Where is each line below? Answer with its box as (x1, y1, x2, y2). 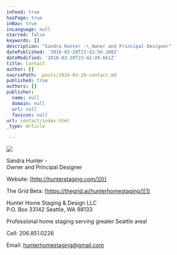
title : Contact (6, 60, 45, 66)
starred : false (6, 32, 45, 38)
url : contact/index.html (6, 117, 70, 124)
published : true (6, 77, 48, 84)
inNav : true (6, 20, 37, 26)
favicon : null (12, 112, 48, 118)
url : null (12, 106, 37, 112)
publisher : (6, 89, 34, 95)
